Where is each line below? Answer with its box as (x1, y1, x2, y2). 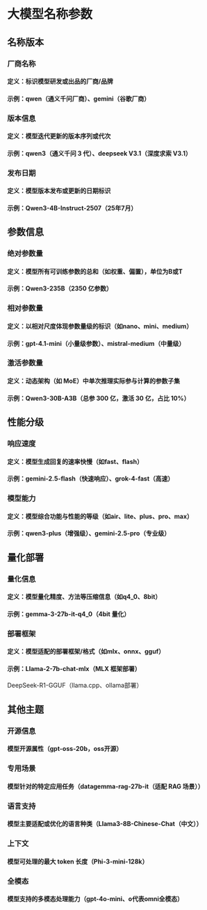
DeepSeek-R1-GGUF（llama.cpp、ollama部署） (7, 681, 143, 690)
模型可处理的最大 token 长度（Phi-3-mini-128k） (7, 857, 149, 866)
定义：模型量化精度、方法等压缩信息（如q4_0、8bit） (7, 593, 162, 601)
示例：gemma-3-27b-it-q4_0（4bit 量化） (7, 609, 131, 618)
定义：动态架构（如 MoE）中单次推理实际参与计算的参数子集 (7, 377, 181, 386)
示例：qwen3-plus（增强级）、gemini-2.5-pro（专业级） (7, 529, 171, 538)
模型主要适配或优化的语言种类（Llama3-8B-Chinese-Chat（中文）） (7, 820, 203, 828)
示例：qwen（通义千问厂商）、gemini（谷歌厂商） (7, 94, 151, 103)
